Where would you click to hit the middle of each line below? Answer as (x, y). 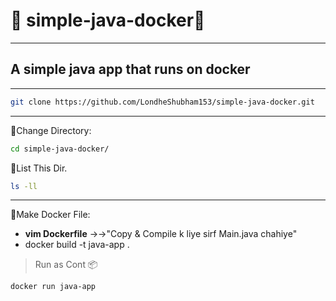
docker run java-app (53, 287)
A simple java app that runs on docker (130, 69)
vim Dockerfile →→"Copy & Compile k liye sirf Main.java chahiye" (161, 234)
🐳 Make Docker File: (50, 215)
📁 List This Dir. (39, 168)
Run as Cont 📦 (66, 265)
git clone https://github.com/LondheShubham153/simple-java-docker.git (162, 102)
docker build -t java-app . (77, 245)
